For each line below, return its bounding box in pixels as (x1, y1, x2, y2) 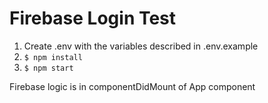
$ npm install (23, 52, 83, 62)
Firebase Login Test (9, 7, 177, 30)
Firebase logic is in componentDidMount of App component (9, 80, 256, 92)
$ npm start (23, 63, 74, 73)
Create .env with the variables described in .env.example (23, 40, 259, 52)
